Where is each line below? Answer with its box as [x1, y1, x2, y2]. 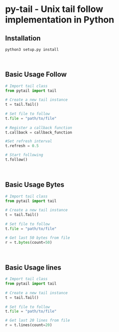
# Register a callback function [5, 125, 72, 130]
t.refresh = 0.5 [5, 144, 39, 149]
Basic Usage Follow [5, 70, 67, 79]
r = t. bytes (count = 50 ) [5, 240, 52, 245]
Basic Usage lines [5, 263, 61, 272]
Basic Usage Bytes [5, 180, 65, 189]
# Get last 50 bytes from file [5, 235, 70, 240]
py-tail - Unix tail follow [5, 3, 104, 15]
